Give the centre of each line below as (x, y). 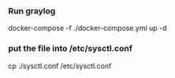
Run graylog (32, 11)
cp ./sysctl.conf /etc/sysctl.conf (60, 65)
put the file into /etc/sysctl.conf (70, 49)
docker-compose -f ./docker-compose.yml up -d (87, 28)
